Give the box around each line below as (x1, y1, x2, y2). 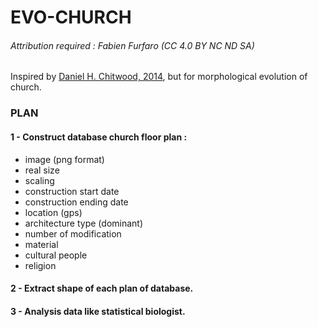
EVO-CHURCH (10, 6, 132, 29)
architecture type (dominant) (24, 217, 144, 229)
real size (24, 164, 60, 176)
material (24, 238, 59, 250)
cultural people (24, 249, 88, 261)
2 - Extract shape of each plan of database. (10, 282, 194, 295)
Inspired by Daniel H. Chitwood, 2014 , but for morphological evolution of (10, 71, 308, 83)
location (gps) (24, 206, 83, 218)
